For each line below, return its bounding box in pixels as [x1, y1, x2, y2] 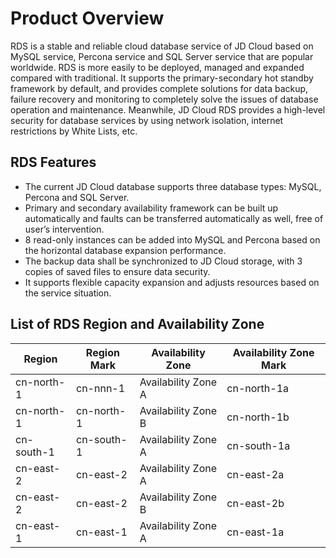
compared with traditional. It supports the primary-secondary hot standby [10, 72, 314, 84]
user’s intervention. [24, 223, 105, 235]
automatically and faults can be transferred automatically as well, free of [24, 212, 324, 224]
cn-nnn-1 [76, 381, 126, 395]
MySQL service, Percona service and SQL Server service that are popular [10, 50, 314, 62]
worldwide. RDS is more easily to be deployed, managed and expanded [10, 61, 305, 73]
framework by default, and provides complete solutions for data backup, [10, 82, 309, 94]
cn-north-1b [226, 410, 290, 424]
